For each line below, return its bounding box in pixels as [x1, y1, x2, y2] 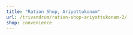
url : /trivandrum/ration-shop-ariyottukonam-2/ [6, 14, 128, 20]
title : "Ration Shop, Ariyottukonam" [6, 8, 101, 15]
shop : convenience [6, 20, 52, 26]
